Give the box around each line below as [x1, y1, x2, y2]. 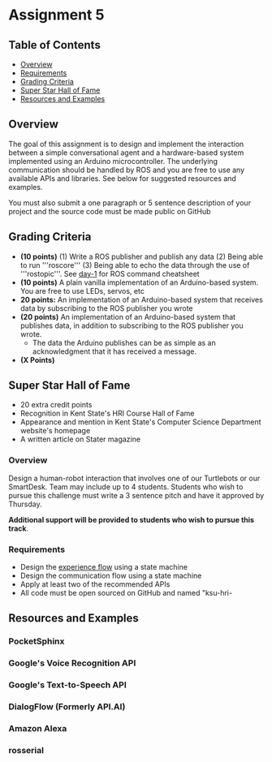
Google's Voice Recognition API [8, 657, 136, 669]
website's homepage [19, 426, 91, 436]
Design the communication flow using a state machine [19, 570, 202, 581]
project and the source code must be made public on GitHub [8, 206, 211, 216]
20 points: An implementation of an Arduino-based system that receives [19, 295, 264, 304]
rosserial [8, 744, 45, 756]
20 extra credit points [19, 400, 93, 410]
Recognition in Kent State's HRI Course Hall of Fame [19, 408, 195, 419]
